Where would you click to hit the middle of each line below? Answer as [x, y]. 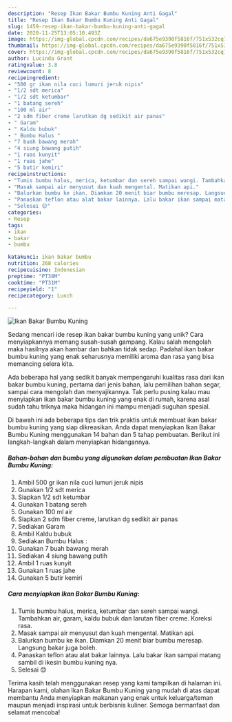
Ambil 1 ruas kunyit [44, 563]
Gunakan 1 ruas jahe [46, 571]
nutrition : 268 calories [43, 264]
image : [17, 39]
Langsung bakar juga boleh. [57, 648]
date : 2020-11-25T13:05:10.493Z [54, 33]
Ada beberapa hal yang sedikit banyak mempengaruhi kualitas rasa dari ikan [116, 378]
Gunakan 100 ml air [45, 512]
